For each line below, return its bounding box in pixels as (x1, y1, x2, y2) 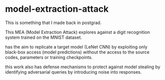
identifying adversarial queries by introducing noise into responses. (5, 69, 142, 75)
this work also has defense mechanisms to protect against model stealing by (5, 64, 161, 70)
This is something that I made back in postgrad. (5, 20, 102, 26)
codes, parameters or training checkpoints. (5, 54, 93, 60)
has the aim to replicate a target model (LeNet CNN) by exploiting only (5, 44, 148, 50)
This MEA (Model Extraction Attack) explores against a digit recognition (5, 29, 150, 35)
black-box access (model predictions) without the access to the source (5, 49, 150, 55)
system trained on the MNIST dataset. (5, 34, 82, 40)
